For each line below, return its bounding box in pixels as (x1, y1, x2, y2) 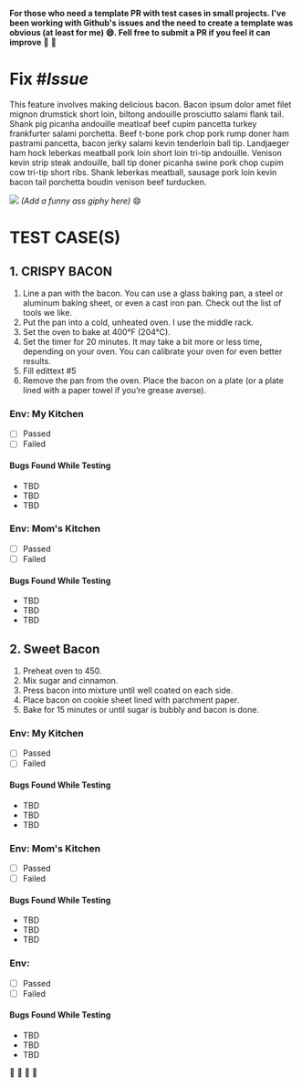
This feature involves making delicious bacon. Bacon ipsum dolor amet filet (9, 99, 292, 110)
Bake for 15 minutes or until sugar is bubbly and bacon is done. (22, 705, 260, 715)
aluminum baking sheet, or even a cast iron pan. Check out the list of (22, 297, 282, 308)
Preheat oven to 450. (22, 665, 102, 676)
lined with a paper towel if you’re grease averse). (22, 384, 207, 395)
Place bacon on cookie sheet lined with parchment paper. (22, 695, 240, 706)
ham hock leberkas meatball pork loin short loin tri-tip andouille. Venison (9, 147, 283, 158)
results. (22, 355, 52, 366)
